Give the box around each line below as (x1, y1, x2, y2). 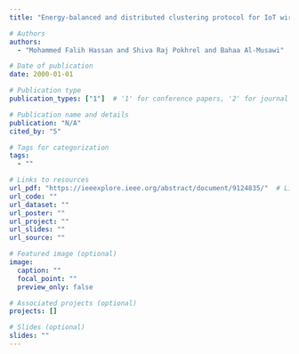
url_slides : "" (9, 225, 66, 234)
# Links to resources (9, 175, 90, 185)
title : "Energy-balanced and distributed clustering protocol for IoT (9, 12, 277, 22)
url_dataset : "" (9, 200, 69, 209)
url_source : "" (9, 233, 66, 243)
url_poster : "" (9, 208, 66, 218)
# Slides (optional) (9, 323, 86, 332)
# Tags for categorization (9, 143, 109, 152)
